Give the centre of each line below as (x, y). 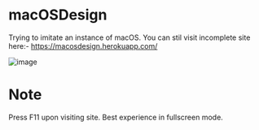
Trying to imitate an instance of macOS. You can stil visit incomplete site (129, 37)
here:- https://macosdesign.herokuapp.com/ (83, 45)
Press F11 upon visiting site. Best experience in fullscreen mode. (116, 117)
